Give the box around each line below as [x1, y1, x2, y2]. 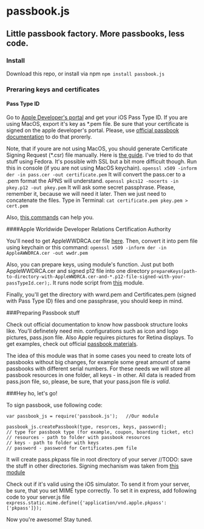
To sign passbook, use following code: [6, 401, 103, 409]
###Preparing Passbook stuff [6, 309, 80, 316]
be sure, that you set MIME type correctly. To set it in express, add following [6, 487, 197, 494]
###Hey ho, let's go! [6, 390, 58, 396]
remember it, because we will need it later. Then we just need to [6, 190, 166, 197]
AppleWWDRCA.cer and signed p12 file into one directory [6, 268, 150, 274]
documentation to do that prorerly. [6, 133, 92, 140]
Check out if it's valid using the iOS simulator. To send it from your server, [6, 480, 191, 488]
